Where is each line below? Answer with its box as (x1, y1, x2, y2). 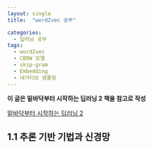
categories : (7, 29, 42, 36)
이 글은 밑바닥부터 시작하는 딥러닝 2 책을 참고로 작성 (7, 94, 146, 103)
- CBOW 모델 (13, 55, 45, 62)
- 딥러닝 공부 (13, 35, 47, 42)
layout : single (7, 10, 51, 17)
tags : (7, 42, 23, 49)
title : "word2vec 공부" (7, 17, 76, 24)
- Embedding (13, 67, 49, 75)
